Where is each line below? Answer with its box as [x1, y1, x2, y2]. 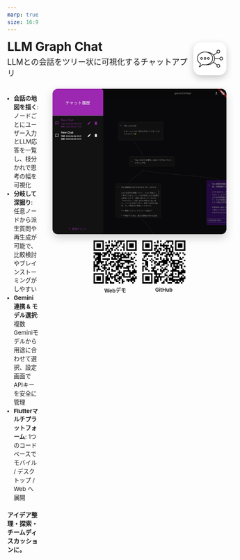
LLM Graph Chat [7, 38, 103, 54]
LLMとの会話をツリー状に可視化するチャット [7, 56, 173, 67]
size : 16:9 [7, 18, 39, 26]
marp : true [7, 11, 39, 18]
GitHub [154, 286, 173, 294]
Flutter [13, 407, 33, 414]
